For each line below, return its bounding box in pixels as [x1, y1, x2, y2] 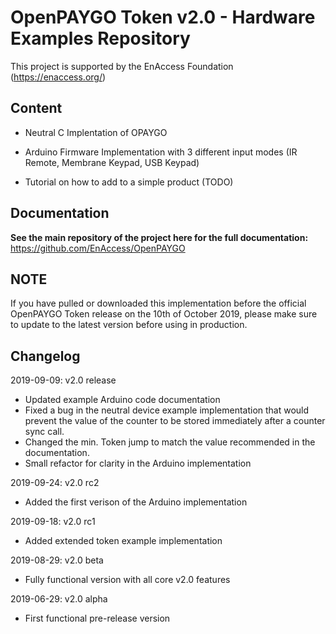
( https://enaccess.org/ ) [10, 71, 107, 83]
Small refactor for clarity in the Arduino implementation [24, 457, 252, 470]
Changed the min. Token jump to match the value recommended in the [24, 436, 316, 448]
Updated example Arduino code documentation [24, 394, 221, 406]
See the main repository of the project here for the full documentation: [10, 231, 309, 243]
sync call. [24, 426, 65, 438]
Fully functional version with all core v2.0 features [24, 574, 231, 586]
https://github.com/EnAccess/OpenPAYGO [10, 242, 186, 254]
